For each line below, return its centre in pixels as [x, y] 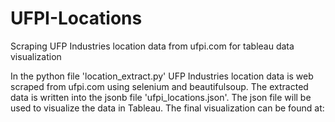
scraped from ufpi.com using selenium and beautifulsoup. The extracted [159, 86]
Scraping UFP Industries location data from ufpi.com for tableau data [152, 46]
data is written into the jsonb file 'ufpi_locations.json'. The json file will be [161, 97]
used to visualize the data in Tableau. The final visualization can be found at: [167, 108]
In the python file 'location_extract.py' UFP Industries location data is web [162, 76]
